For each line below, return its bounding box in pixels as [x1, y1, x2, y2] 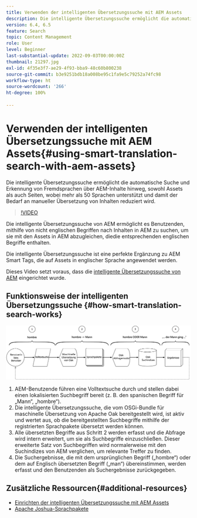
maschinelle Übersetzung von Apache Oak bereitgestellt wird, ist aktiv [14, 410, 185, 417]
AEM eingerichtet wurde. [6, 274, 66, 281]
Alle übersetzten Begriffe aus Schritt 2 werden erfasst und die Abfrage [14, 429, 186, 436]
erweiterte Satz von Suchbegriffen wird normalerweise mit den [14, 441, 167, 448]
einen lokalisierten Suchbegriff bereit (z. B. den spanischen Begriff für [14, 391, 184, 398]
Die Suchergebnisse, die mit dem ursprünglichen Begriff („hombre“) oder [14, 453, 191, 461]
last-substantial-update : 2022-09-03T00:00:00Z [6, 53, 125, 59]
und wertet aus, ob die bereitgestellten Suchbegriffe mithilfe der [14, 417, 169, 424]
